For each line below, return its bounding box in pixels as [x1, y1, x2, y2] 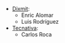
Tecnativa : [12, 24, 38, 31]
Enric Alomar [21, 12, 53, 19]
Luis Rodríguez [21, 18, 59, 25]
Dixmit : [12, 5, 30, 12]
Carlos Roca [21, 31, 52, 38]
